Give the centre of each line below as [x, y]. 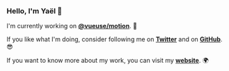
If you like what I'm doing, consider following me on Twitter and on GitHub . [114, 39]
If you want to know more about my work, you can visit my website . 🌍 [108, 61]
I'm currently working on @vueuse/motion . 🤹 [72, 26]
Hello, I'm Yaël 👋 [34, 11]
